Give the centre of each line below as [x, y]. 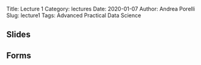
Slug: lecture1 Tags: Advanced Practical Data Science [74, 15]
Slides [18, 35]
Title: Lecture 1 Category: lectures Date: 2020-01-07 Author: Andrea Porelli [100, 9]
